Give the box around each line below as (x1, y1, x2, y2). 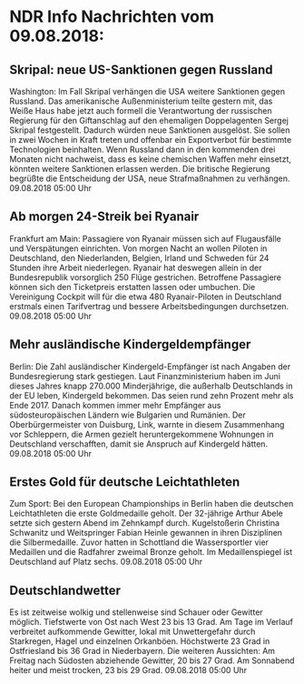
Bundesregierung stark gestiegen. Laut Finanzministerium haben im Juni (9, 370, 281, 381)
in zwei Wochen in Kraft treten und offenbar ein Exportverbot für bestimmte (9, 135, 292, 145)
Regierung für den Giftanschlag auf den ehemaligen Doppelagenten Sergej (9, 116, 289, 126)
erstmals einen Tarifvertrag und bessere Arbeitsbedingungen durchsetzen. (9, 300, 289, 311)
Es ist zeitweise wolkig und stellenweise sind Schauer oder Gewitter (9, 607, 263, 618)
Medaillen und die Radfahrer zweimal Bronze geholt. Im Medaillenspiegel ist (9, 547, 293, 558)
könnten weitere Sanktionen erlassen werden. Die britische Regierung (9, 164, 270, 174)
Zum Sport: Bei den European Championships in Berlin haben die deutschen (9, 498, 294, 509)
